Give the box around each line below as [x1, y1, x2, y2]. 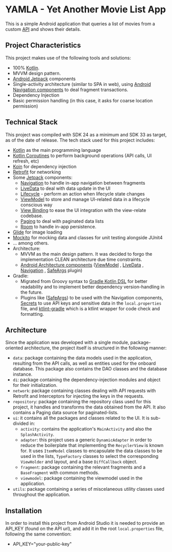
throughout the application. [12, 491, 70, 497]
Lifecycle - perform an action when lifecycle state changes [20, 190, 145, 197]
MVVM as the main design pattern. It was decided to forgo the [20, 251, 152, 257]
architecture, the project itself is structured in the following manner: [24, 345, 167, 351]
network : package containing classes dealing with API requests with [12, 387, 156, 394]
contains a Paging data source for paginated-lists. [12, 409, 119, 416]
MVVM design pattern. [12, 70, 61, 76]
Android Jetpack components [12, 76, 76, 82]
